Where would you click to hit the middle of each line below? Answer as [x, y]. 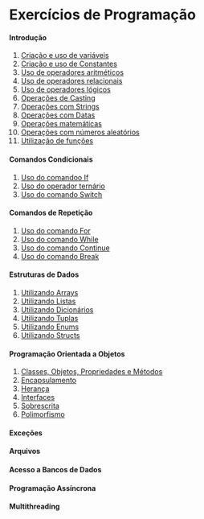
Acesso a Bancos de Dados [55, 469]
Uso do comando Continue [65, 248]
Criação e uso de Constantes [69, 64]
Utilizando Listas [48, 301]
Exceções [26, 433]
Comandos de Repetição [51, 213]
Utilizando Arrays [49, 292]
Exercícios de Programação [102, 15]
